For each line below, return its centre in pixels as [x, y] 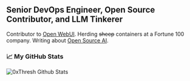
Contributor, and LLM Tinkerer [65, 20]
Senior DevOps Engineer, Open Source [81, 10]
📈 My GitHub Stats [35, 56]
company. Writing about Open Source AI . [57, 40]
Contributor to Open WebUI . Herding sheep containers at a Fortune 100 [95, 34]
